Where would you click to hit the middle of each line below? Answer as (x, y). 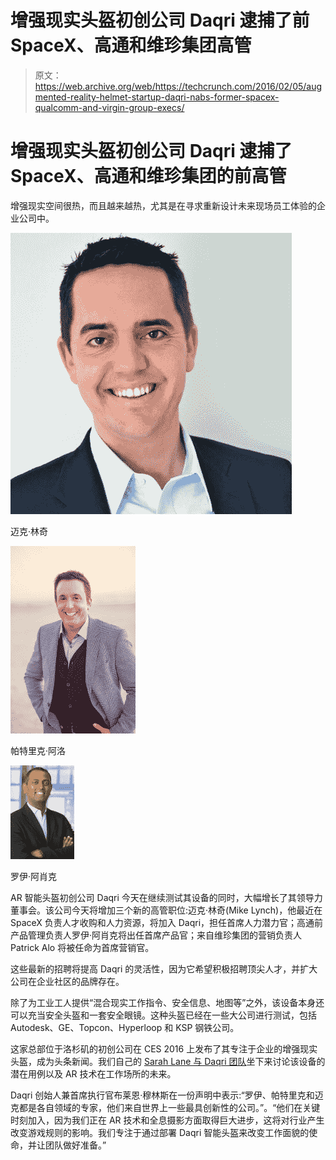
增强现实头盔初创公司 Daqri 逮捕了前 (160, 20)
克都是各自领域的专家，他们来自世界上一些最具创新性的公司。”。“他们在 (156, 1107)
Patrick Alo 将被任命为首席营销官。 (82, 947)
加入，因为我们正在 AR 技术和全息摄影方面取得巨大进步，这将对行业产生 (176, 1120)
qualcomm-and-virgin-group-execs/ (109, 107)
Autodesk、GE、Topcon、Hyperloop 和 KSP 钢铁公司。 (125, 1027)
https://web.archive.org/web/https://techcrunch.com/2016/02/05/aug (178, 86)
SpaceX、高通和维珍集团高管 (131, 45)
